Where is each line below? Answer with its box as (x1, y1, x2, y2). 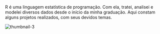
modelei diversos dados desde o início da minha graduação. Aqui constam (5, 9, 156, 15)
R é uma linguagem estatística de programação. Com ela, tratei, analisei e (5, 4, 154, 10)
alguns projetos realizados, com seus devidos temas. (5, 15, 113, 20)
